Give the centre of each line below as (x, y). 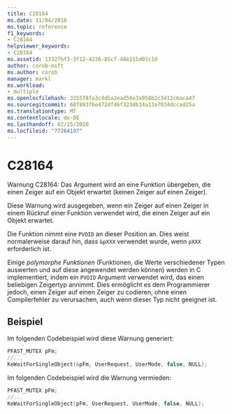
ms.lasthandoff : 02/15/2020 (48, 124)
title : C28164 (28, 14)
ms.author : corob (32, 72)
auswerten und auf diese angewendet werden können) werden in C (104, 270)
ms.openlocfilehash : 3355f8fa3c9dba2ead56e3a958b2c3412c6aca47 (101, 99)
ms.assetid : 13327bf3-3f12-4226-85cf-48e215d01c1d (82, 59)
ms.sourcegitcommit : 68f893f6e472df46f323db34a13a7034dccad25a (101, 105)
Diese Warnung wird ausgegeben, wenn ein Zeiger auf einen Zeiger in (108, 206)
